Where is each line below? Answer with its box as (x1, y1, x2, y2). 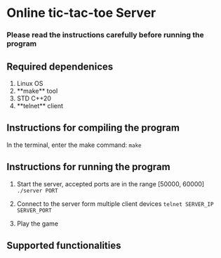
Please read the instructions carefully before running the (6, 30, 204, 40)
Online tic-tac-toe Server (6, 5, 156, 21)
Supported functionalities (6, 239, 121, 251)
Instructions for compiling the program (6, 122, 180, 134)
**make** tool (16, 86, 58, 95)
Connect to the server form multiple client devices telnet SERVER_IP (16, 199, 214, 208)
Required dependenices (6, 60, 114, 72)
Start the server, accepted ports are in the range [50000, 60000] (16, 179, 205, 188)
